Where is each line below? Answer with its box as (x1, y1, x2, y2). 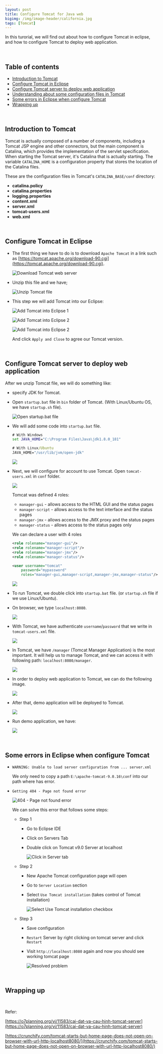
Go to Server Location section (26, 882, 87, 888)
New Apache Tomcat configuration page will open (26, 872, 127, 879)
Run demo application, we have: (12, 719, 77, 724)
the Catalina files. (5, 164, 40, 169)
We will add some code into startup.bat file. (12, 423, 101, 429)
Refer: (5, 1009, 17, 1015)
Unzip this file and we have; (12, 279, 68, 285)
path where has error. (12, 778, 56, 784)
